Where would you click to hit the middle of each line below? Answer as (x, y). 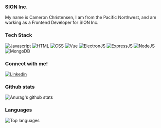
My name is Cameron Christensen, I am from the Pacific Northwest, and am (81, 18)
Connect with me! (27, 63)
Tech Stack (19, 35)
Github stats (20, 87)
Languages (19, 110)
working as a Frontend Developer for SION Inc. (52, 22)
